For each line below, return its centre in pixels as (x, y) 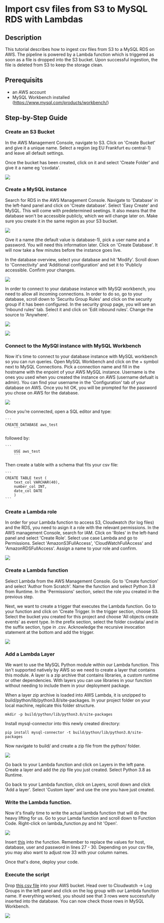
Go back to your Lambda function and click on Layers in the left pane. (75, 764)
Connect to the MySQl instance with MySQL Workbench (73, 345)
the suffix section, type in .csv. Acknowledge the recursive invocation (75, 627)
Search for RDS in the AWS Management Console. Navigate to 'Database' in (82, 200)
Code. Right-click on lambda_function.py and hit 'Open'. (61, 824)
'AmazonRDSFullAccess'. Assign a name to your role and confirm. (71, 548)
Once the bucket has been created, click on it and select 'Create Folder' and (82, 162)
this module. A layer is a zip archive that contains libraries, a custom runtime (82, 675)
